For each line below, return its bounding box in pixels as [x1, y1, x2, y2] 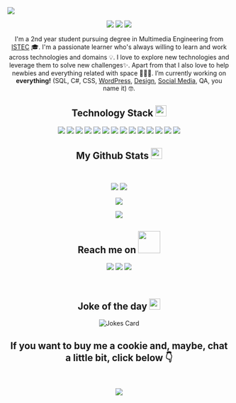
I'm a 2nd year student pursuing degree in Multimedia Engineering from [14, 35, 224, 43]
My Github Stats [76, 150, 149, 162]
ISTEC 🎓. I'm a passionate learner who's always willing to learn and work [11, 43, 227, 51]
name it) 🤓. [102, 84, 136, 92]
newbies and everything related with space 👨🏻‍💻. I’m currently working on [11, 69, 227, 77]
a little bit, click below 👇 [65, 352, 173, 364]
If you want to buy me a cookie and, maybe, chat [10, 340, 228, 352]
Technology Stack [72, 107, 154, 119]
